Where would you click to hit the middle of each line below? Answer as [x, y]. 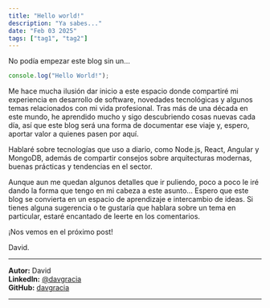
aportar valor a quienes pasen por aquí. [74, 134]
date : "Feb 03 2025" [43, 31]
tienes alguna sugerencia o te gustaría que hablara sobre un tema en [122, 208]
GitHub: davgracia [39, 288]
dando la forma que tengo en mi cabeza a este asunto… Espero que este [129, 191]
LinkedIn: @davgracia [45, 279]
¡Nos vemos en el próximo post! [61, 232]
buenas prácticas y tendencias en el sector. [80, 166]
